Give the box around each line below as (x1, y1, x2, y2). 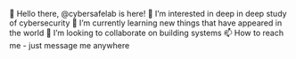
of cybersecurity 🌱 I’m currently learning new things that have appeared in (9, 18, 283, 28)
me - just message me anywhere (9, 41, 130, 50)
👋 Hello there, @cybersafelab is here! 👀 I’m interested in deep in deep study (9, 9, 287, 18)
